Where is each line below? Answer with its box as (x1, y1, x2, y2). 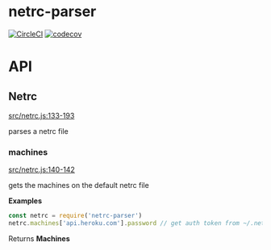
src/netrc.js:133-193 (8, 110, 75, 120)
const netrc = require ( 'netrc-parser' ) (8, 212, 143, 220)
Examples (8, 196, 43, 206)
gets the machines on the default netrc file (8, 181, 149, 190)
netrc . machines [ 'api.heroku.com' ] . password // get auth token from (8, 219, 240, 227)
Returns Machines (8, 233, 70, 244)
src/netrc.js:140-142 (8, 165, 75, 175)
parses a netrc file (8, 126, 69, 135)
